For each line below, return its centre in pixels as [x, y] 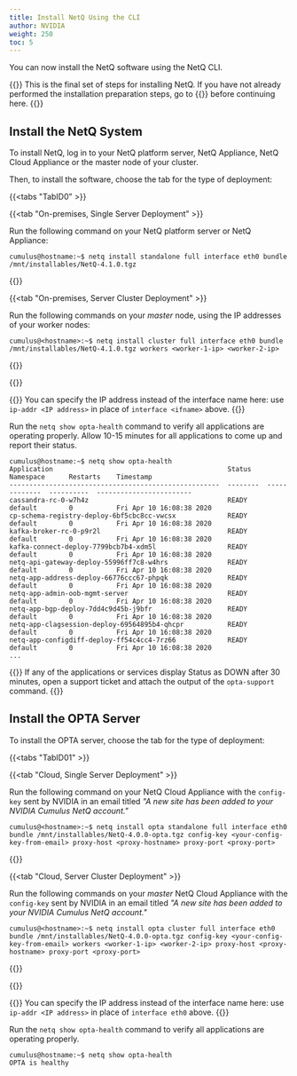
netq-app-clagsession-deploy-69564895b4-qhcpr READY [129, 625]
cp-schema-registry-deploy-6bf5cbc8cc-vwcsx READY [129, 516]
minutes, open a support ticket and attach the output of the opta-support [142, 682]
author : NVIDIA [37, 26]
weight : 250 [31, 34]
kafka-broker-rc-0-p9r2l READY [129, 532]
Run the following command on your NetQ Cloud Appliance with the [133, 792]
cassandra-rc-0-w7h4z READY [129, 501]
